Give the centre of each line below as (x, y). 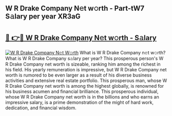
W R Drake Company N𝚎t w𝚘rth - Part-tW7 (75, 8)
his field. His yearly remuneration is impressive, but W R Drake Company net (86, 70)
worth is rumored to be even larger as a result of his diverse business (79, 75)
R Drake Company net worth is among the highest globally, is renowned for (85, 86)
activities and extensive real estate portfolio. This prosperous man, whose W (86, 81)
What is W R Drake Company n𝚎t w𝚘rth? (122, 53)
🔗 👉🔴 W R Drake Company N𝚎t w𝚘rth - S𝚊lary (81, 38)
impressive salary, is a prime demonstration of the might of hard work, (80, 102)
